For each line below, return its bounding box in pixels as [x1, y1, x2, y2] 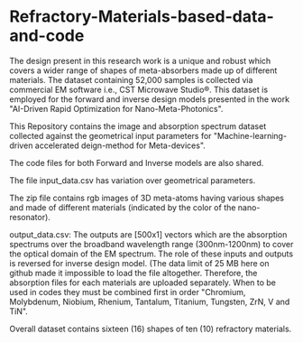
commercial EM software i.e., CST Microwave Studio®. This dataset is [9, 84, 269, 95]
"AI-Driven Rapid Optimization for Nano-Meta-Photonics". [9, 103, 224, 114]
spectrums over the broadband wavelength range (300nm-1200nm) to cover [9, 238, 294, 249]
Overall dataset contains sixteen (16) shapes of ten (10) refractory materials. [9, 323, 292, 334]
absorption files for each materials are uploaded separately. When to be [9, 277, 277, 288]
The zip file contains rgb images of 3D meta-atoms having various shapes [9, 192, 284, 203]
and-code [9, 25, 85, 46]
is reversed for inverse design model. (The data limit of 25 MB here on [9, 257, 270, 268]
